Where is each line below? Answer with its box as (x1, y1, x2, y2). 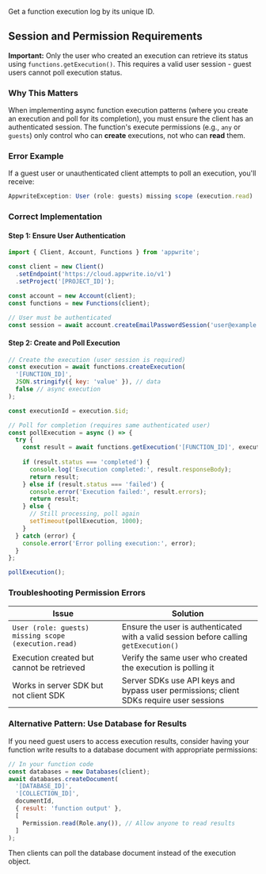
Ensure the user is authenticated (121, 621, 242, 632)
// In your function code (8, 760, 93, 768)
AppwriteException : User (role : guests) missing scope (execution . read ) (8, 192, 253, 201)
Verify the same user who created (121, 652, 248, 663)
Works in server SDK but (12, 680, 104, 691)
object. (8, 857, 32, 866)
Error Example (8, 151, 64, 162)
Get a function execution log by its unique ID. (8, 7, 155, 16)
